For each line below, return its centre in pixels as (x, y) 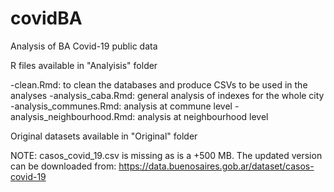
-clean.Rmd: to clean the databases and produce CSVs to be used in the (159, 84)
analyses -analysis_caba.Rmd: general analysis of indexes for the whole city (167, 95)
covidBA (46, 18)
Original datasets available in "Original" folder (104, 136)
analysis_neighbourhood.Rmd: (73, 116)
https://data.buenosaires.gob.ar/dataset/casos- (216, 166)
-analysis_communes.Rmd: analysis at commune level (121, 106)
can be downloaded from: (63, 166)
